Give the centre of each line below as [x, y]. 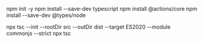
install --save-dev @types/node [46, 15]
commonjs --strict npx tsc [39, 33]
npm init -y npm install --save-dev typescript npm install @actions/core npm [102, 9]
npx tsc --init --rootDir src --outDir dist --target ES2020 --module [88, 27]
